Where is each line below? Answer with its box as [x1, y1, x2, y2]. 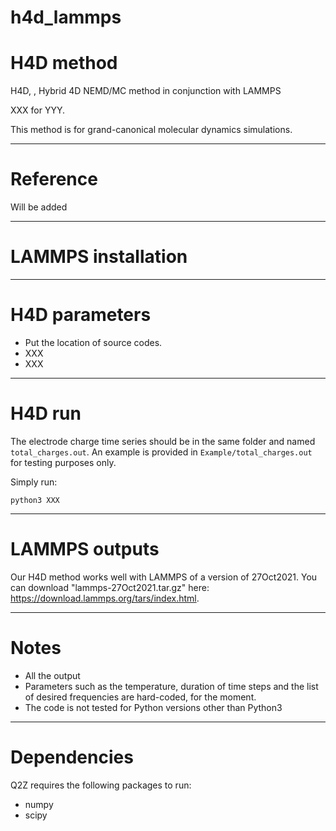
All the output [24, 669, 81, 681]
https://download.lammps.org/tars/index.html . [10, 592, 200, 604]
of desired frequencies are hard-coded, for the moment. [24, 691, 257, 703]
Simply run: [10, 476, 58, 488]
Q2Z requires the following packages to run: [10, 779, 192, 791]
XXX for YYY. [10, 104, 66, 116]
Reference [10, 168, 98, 191]
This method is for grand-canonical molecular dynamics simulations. [10, 124, 293, 136]
